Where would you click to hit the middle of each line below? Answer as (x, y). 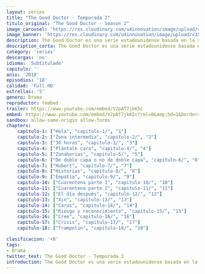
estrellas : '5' (26, 92)
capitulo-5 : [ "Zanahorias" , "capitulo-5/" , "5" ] (80, 154)
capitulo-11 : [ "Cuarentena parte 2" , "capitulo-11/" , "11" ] (95, 188)
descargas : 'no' (27, 57)
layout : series (26, 12)
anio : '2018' (23, 75)
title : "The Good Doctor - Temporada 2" (59, 18)
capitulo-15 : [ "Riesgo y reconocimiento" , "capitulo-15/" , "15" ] (102, 211)
